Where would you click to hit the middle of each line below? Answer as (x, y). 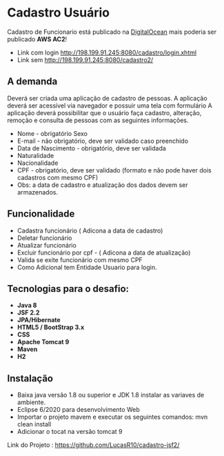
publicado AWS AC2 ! (37, 39)
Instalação (30, 378)
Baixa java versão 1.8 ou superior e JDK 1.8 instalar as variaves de (111, 395)
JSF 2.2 (28, 313)
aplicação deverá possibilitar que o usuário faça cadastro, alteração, (104, 112)
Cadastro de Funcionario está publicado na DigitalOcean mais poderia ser (112, 32)
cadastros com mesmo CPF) (58, 177)
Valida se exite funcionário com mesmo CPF (80, 259)
